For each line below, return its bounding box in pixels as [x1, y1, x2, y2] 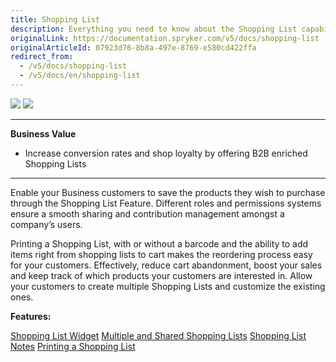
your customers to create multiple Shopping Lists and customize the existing [10, 280, 326, 292]
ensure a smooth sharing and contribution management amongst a [10, 207, 285, 220]
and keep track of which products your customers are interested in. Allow [10, 269, 313, 281]
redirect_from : [10, 52, 74, 62]
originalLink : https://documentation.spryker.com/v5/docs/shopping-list [10, 33, 320, 43]
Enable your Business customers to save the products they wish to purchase [10, 186, 326, 198]
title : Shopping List [10, 14, 101, 25]
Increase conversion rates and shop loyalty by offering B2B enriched [24, 147, 308, 159]
